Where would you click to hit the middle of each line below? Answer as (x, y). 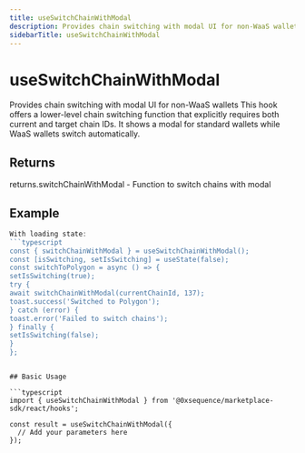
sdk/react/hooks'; (44, 409)
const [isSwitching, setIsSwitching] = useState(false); (119, 259)
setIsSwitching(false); (54, 336)
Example (34, 213)
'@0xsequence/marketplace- (223, 401)
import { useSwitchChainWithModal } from (89, 401)
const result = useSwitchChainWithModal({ (91, 425)
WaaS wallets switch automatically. (75, 134)
